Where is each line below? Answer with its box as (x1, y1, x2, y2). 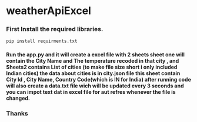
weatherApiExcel (6, 4, 91, 18)
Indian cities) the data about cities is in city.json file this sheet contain (6, 69, 181, 77)
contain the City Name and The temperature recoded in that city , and (6, 57, 179, 64)
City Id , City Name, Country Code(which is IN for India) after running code (6, 76, 191, 83)
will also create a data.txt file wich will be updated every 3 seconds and (6, 82, 184, 89)
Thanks (6, 109, 28, 117)
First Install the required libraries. (6, 25, 103, 33)
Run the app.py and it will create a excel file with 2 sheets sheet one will (6, 51, 185, 58)
